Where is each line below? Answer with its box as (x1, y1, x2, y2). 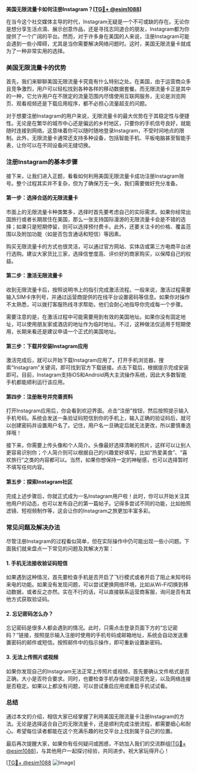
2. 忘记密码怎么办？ (6, 610, 54, 617)
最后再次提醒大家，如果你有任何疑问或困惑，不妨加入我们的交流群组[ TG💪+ (6, 740, 186, 747)
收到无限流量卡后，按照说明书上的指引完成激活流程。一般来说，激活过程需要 (6, 286, 191, 293)
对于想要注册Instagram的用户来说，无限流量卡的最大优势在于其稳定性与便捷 (6, 113, 189, 120)
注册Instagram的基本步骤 (6, 158, 78, 166)
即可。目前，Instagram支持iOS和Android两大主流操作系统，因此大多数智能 (6, 371, 186, 378)
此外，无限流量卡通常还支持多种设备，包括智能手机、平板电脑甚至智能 (16, 134, 186, 141)
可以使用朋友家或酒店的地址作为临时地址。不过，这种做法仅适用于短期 (16, 321, 186, 327)
